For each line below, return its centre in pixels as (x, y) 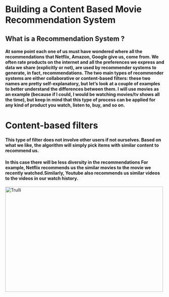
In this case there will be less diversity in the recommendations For (77, 162)
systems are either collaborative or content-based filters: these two (78, 78)
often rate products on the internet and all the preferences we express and (85, 62)
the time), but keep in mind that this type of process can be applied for (80, 100)
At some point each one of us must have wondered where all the (74, 52)
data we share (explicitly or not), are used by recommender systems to (81, 68)
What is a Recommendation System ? (65, 39)
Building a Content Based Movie (74, 9)
